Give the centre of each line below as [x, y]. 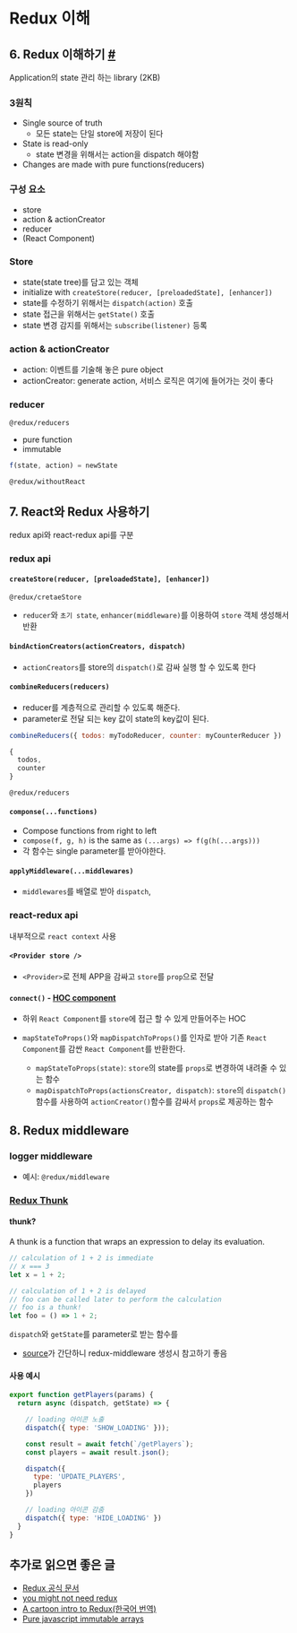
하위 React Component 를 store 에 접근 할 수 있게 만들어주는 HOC [134, 1019]
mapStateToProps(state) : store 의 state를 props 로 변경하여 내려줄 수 [156, 1068]
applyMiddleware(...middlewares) [72, 871]
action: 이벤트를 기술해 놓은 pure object [93, 369]
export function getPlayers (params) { [81, 1395]
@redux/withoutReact [48, 482]
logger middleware [51, 1156]
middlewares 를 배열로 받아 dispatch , [86, 891]
